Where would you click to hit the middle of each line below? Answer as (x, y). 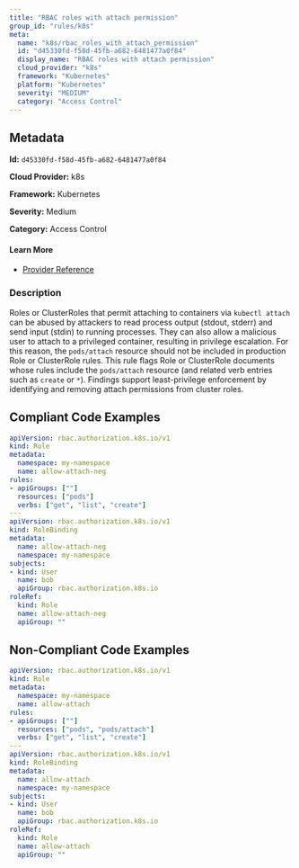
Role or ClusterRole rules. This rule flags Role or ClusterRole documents (142, 360)
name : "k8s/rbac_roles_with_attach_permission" (108, 43)
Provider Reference (58, 270)
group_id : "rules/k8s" (52, 26)
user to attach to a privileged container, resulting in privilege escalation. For (149, 341)
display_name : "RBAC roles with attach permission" (116, 59)
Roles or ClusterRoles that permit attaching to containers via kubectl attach (149, 312)
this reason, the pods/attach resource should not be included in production (148, 351)
